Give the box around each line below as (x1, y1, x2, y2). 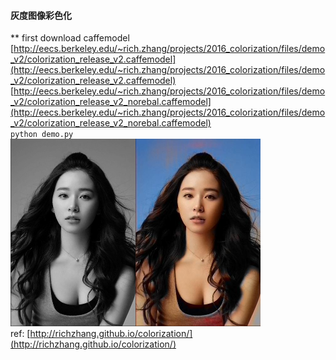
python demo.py (10, 130, 74, 140)
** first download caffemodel (10, 32, 130, 44)
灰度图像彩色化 (10, 9, 72, 21)
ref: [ (10, 328, 31, 340)
